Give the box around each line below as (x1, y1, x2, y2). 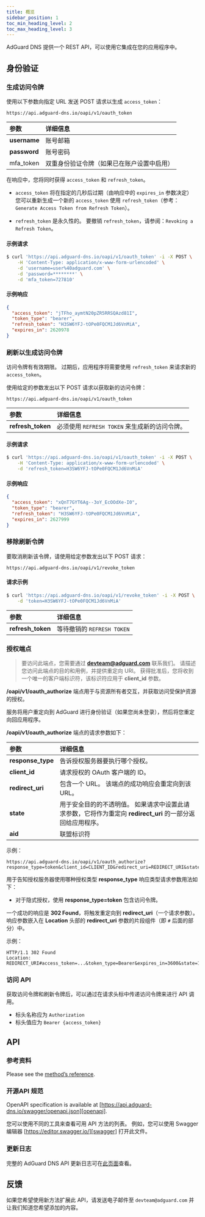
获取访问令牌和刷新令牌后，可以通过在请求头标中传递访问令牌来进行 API (6, 991, 188, 998)
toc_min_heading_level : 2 (6, 20, 72, 26)
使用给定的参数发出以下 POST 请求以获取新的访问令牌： (6, 384, 147, 391)
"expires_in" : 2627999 (12, 516, 70, 522)
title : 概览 (6, 9, 35, 15)
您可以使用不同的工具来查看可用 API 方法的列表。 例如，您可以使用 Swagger (6, 1120, 199, 1127)
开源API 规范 (6, 1087, 44, 1095)
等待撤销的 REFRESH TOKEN (57, 625, 130, 633)
